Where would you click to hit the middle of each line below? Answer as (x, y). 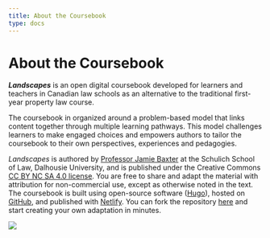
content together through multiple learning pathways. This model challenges (135, 126)
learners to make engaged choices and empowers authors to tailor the (125, 135)
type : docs (27, 23)
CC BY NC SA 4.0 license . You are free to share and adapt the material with (133, 176)
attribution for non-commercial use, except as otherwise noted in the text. (131, 185)
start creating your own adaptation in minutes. (85, 211)
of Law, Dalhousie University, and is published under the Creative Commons (135, 168)
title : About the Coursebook (57, 16)
